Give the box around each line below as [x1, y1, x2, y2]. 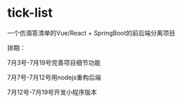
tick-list [7, 5, 53, 21]
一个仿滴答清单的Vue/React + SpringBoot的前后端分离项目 [7, 29, 176, 37]
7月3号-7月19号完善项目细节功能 [7, 58, 101, 67]
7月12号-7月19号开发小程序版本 [7, 88, 97, 96]
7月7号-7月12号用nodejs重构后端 [7, 73, 101, 81]
